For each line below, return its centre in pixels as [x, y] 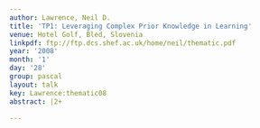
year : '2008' [34, 51]
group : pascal [36, 77]
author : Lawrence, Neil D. [60, 18]
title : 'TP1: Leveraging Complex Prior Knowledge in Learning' [131, 26]
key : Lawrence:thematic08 [58, 93]
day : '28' [28, 69]
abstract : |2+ [36, 101]
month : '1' [30, 59]
